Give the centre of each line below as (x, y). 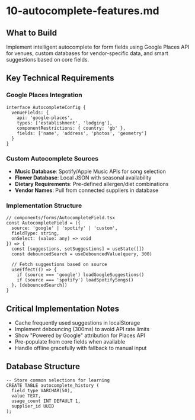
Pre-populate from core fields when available (70, 342)
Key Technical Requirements (60, 78)
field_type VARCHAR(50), (42, 390)
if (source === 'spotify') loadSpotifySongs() (75, 280)
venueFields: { (30, 113)
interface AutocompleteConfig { (46, 107)
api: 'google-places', (45, 118)
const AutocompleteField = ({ (44, 223)
